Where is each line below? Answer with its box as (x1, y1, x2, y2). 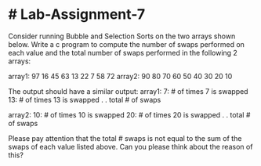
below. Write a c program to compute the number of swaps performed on (8, 39, 245, 49)
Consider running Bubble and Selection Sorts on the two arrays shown (8, 31, 236, 41)
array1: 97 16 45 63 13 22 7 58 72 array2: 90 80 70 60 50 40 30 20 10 (8, 71, 233, 81)
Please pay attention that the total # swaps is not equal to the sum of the (8, 133, 242, 143)
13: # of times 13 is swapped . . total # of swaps (8, 95, 161, 104)
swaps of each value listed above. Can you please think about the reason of (8, 142, 253, 151)
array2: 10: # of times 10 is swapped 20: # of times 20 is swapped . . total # (8, 110, 251, 119)
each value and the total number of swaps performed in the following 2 (8, 48, 237, 57)
